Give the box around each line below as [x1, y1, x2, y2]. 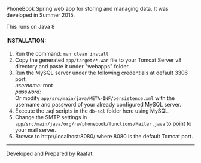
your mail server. [14, 126, 57, 134]
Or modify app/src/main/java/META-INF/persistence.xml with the [14, 95, 175, 102]
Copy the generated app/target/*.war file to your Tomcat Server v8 [14, 56, 182, 64]
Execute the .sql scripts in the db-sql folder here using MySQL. [14, 107, 170, 114]
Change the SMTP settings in [14, 114, 87, 121]
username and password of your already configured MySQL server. [14, 101, 181, 108]
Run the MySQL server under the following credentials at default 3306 [14, 69, 188, 77]
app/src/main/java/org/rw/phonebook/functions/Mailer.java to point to [14, 120, 192, 128]
